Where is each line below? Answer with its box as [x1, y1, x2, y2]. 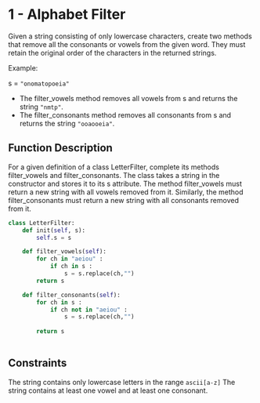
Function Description [8, 141, 114, 154]
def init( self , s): [22, 226, 86, 234]
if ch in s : [49, 263, 92, 270]
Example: [8, 63, 38, 72]
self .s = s [36, 234, 72, 241]
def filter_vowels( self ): [22, 248, 107, 256]
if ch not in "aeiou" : [49, 306, 128, 314]
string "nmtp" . [19, 102, 64, 111]
